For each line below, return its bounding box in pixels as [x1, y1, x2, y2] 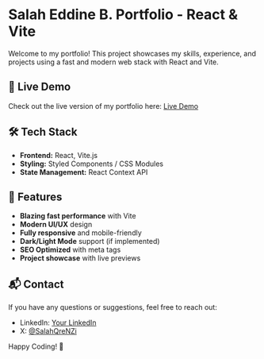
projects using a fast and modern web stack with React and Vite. [8, 57, 220, 67]
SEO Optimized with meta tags [19, 245, 121, 255]
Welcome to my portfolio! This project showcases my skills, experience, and [8, 48, 256, 58]
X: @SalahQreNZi [19, 326, 77, 336]
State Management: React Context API [19, 167, 148, 176]
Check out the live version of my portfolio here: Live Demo [8, 101, 199, 110]
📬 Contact [8, 277, 64, 291]
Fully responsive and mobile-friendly [19, 228, 143, 237]
